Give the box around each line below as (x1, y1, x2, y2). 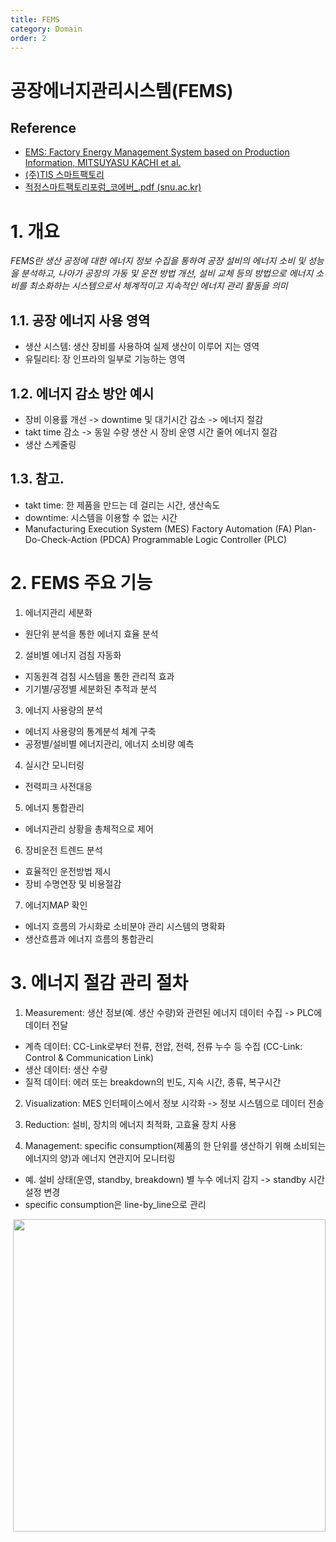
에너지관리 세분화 (24, 606, 93, 618)
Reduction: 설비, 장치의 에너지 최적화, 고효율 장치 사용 (24, 1118, 237, 1130)
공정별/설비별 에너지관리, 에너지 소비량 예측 (24, 737, 195, 750)
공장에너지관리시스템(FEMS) (10, 79, 234, 102)
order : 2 (10, 33, 47, 43)
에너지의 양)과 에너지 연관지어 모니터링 (24, 1152, 176, 1164)
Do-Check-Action (24, 533, 98, 545)
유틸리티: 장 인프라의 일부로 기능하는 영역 (24, 353, 186, 365)
